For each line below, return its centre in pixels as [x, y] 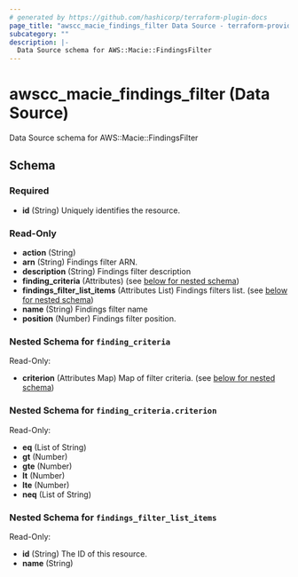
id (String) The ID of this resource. [85, 553]
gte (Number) [47, 466]
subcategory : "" [39, 34]
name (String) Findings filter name [85, 309]
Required [29, 191]
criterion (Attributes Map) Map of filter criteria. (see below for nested [149, 378]
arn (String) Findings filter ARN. [80, 262]
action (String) [49, 253]
